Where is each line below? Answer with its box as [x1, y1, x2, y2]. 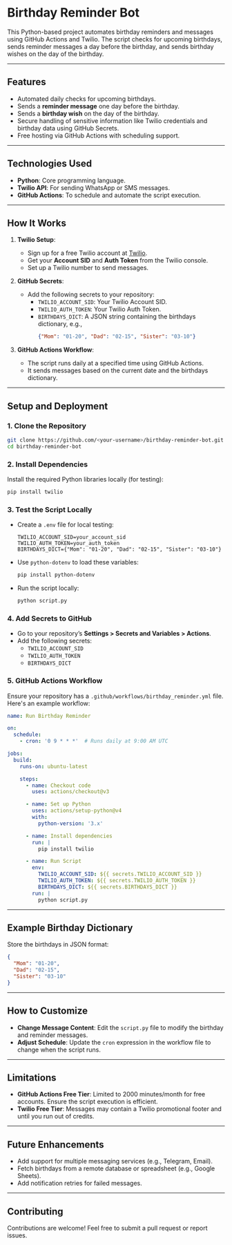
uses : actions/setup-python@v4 [32, 807, 122, 815]
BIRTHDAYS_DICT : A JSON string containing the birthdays [37, 312, 196, 321]
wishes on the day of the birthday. [7, 50, 104, 58]
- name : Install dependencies [25, 833, 113, 839]
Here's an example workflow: [7, 699, 90, 707]
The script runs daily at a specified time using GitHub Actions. [27, 359, 204, 368]
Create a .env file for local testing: [17, 520, 114, 529]
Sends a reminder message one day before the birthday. [17, 102, 180, 110]
